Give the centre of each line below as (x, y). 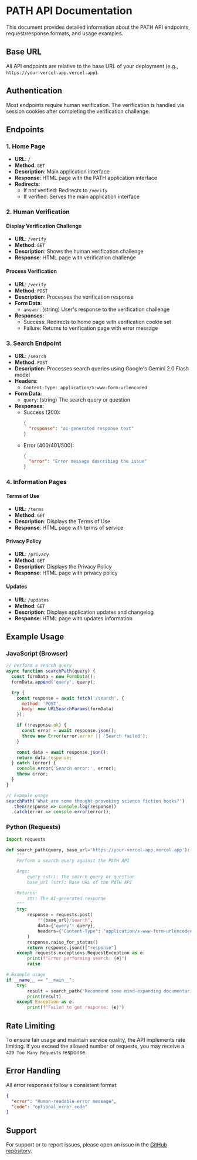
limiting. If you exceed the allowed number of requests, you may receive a (95, 1046)
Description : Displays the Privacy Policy (63, 567)
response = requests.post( (60, 915)
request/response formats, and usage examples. (65, 33)
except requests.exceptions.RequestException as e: (81, 953)
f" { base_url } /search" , (65, 920)
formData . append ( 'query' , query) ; (53, 682)
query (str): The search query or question (81, 877)
